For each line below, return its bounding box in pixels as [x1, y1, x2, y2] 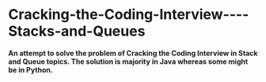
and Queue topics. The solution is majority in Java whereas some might [8, 57, 249, 66]
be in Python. [8, 65, 53, 74]
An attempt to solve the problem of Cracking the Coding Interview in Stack [8, 48, 258, 58]
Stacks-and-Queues [8, 22, 146, 40]
